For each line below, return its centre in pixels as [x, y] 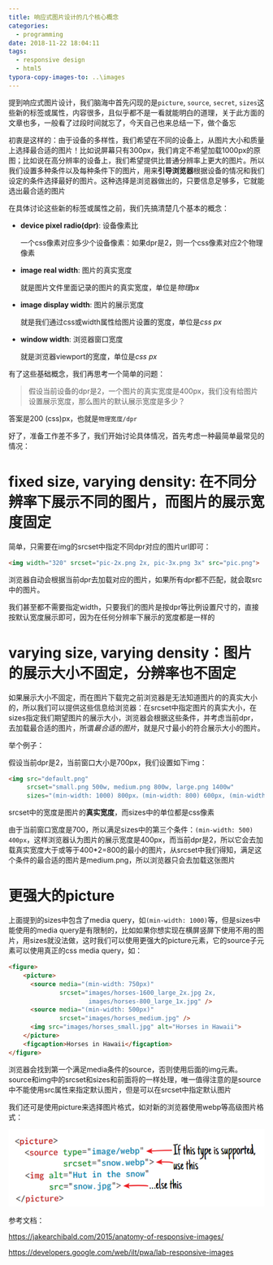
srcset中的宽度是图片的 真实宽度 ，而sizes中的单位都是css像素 [112, 812]
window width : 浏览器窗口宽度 [71, 339]
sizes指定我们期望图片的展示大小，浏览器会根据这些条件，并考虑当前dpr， [133, 717]
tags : [17, 52]
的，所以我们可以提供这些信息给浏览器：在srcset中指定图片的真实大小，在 [133, 707]
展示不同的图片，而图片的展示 [151, 502]
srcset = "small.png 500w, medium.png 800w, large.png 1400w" [130, 787]
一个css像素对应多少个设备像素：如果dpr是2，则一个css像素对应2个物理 [141, 242]
